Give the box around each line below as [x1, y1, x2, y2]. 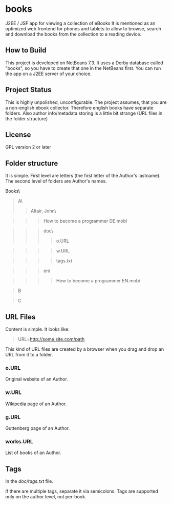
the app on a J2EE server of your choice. [5, 70, 92, 77]
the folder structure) [5, 115, 48, 121]
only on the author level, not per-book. [5, 494, 87, 499]
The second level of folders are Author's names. [5, 178, 107, 184]
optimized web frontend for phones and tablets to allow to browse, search [5, 25, 161, 31]
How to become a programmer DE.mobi [43, 218, 127, 224]
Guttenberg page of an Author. [5, 425, 70, 431]
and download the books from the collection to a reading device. [5, 31, 142, 37]
